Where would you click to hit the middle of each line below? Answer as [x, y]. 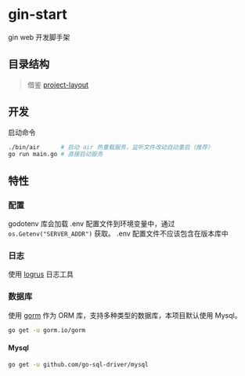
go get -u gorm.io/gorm [47, 330]
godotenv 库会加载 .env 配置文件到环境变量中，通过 [92, 224]
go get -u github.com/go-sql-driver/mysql [78, 364]
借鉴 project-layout [58, 85]
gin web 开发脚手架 [39, 37]
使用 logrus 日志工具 [41, 274]
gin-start [38, 15]
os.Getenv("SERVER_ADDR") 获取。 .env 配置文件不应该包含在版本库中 [118, 234]
